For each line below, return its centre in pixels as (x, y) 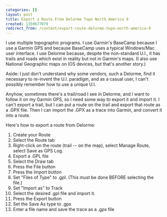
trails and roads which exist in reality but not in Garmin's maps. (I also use (82, 59)
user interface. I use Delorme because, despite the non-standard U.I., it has (83, 54)
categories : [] (21, 10)
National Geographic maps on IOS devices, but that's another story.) (76, 64)
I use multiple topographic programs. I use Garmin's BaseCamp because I (82, 43)
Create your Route (32, 135)
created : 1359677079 (27, 24)
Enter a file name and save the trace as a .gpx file (64, 209)
